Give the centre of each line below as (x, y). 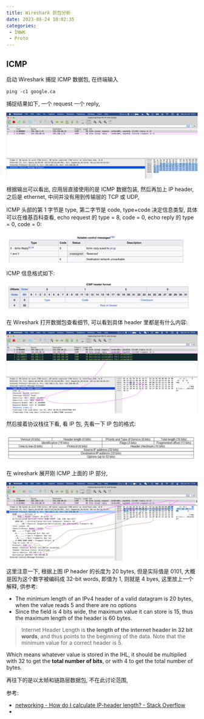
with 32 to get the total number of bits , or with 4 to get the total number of (100, 661)
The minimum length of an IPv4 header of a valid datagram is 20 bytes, (104, 599)
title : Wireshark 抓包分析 (39, 13)
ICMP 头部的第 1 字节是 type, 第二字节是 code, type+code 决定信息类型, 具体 (102, 210)
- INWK (17, 32)
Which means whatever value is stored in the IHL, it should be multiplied (97, 655)
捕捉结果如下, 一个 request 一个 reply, (53, 103)
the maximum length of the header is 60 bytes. (73, 618)
